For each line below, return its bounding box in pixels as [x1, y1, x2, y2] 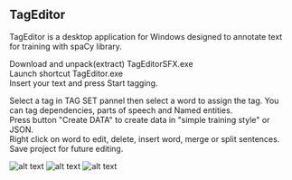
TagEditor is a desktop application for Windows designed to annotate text [9, 31, 283, 42]
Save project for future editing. [9, 143, 124, 154]
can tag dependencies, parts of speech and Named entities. [9, 104, 233, 116]
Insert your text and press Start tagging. [9, 77, 158, 89]
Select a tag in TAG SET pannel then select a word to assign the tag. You [9, 95, 279, 106]
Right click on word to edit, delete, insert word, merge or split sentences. [9, 133, 280, 144]
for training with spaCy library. [9, 41, 122, 52]
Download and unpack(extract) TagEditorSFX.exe [9, 58, 193, 69]
